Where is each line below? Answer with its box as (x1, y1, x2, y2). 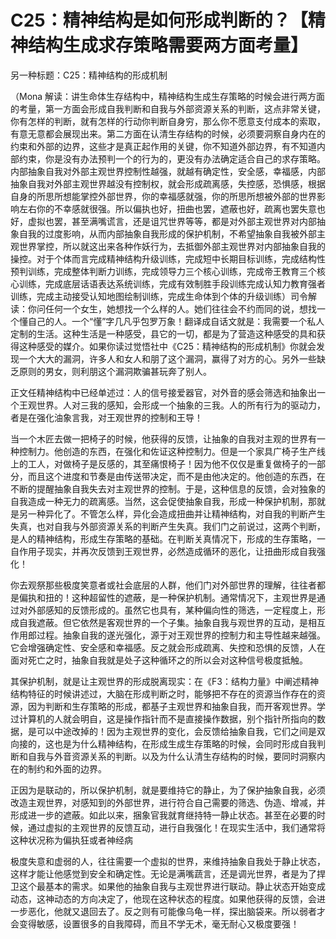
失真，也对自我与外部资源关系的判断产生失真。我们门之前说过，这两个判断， (10, 520, 326, 532)
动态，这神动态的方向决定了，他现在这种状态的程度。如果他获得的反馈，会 (10, 892, 317, 905)
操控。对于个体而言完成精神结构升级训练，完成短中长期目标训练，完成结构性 (10, 252, 326, 265)
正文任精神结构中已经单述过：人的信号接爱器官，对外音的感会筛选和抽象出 (10, 386, 317, 398)
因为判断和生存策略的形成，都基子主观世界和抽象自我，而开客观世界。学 (27, 700, 326, 712)
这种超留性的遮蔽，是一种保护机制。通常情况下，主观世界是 (71, 591, 317, 603)
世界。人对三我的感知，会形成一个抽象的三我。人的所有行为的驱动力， (36, 399, 326, 411)
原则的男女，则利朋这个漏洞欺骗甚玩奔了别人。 (18, 365, 212, 377)
